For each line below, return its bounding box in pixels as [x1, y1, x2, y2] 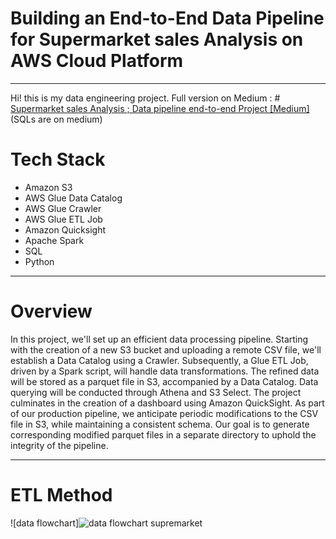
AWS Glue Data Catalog [24, 192, 123, 204]
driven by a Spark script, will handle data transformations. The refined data [10, 365, 320, 377]
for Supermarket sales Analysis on [10, 28, 304, 51]
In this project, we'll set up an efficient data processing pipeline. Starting [10, 333, 309, 345]
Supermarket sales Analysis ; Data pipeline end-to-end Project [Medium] [10, 102, 310, 114]
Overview [10, 300, 93, 323]
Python [24, 255, 55, 267]
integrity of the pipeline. [10, 439, 109, 451]
